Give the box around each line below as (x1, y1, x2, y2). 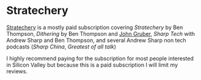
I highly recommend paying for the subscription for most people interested (6, 55, 194, 62)
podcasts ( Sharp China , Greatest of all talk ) (6, 43, 117, 50)
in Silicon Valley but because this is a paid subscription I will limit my (6, 61, 178, 68)
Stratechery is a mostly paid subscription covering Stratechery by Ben (6, 24, 183, 31)
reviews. (6, 67, 27, 75)
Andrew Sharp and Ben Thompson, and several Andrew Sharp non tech (6, 36, 186, 44)
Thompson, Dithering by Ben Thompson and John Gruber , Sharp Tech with (6, 30, 196, 37)
